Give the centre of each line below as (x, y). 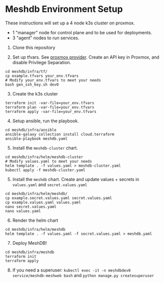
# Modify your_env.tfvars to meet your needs (53, 80)
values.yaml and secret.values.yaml (50, 185)
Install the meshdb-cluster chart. (45, 148)
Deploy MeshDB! (30, 243)
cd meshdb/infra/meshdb (30, 252)
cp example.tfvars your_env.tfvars (42, 76)
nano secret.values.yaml (31, 207)
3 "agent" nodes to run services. (46, 38)
